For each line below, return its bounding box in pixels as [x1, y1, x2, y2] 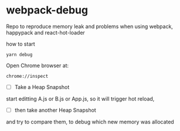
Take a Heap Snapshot [14, 83, 70, 91]
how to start [6, 40, 35, 47]
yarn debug [6, 51, 33, 57]
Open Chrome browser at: [6, 62, 69, 69]
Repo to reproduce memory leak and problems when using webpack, [6, 23, 173, 30]
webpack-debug [6, 4, 89, 17]
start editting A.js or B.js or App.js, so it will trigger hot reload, [6, 95, 155, 102]
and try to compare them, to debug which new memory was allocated [6, 118, 174, 126]
